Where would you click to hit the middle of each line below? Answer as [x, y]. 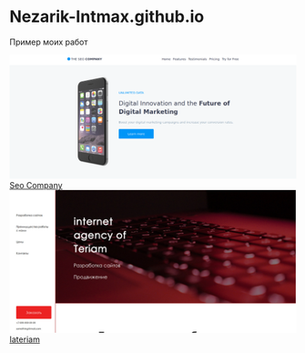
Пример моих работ [49, 42]
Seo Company [36, 185]
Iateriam [25, 339]
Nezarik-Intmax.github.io [107, 17]
